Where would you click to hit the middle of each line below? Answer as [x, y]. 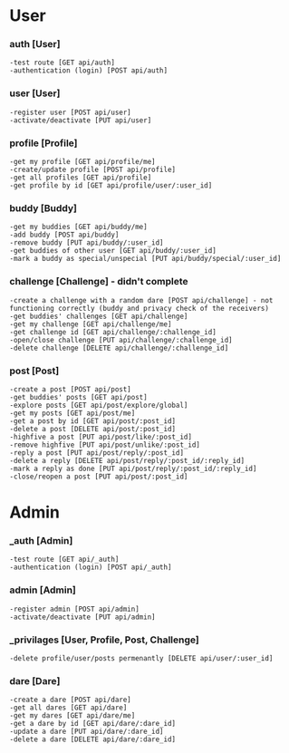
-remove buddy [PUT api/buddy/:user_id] [87, 243]
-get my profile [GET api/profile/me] [82, 162]
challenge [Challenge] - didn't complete [99, 282]
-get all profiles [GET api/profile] [81, 178]
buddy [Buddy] [43, 208]
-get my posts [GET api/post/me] [72, 413]
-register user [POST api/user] [70, 112]
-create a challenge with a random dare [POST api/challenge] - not [141, 300]
